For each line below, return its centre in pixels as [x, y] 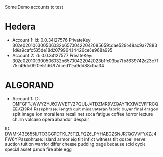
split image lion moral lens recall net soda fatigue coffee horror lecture [82, 114]
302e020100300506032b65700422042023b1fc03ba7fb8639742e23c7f [85, 61]
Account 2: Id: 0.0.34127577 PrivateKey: [52, 55]
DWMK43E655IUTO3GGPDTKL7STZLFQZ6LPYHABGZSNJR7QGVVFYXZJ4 [81, 134]
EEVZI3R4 [22, 109]
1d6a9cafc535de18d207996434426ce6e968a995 [62, 50]
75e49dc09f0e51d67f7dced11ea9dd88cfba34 [58, 65]
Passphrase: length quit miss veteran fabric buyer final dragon [96, 109]
